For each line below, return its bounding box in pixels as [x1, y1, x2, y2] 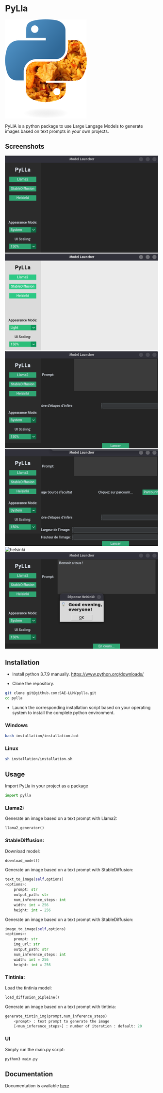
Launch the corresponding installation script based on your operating [12, 705, 151, 710]
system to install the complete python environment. [12, 710, 115, 715]
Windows [5, 722, 28, 729]
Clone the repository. [12, 681, 54, 687]
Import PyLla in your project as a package [5, 783, 88, 789]
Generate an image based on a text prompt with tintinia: [5, 1004, 116, 1009]
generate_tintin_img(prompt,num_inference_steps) [5, 1014, 108, 1019]
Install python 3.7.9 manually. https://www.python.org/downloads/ [12, 671, 144, 677]
